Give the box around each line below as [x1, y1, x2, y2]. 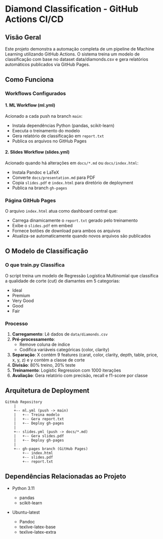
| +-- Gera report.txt [14, 416, 64, 421]
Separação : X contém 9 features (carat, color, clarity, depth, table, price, [12, 352, 158, 358]
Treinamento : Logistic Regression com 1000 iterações [12, 367, 121, 373]
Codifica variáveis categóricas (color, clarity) [19, 347, 109, 352]
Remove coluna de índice [19, 341, 71, 347]
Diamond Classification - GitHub [5, 3, 139, 15]
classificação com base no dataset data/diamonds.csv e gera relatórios [5, 56, 148, 62]
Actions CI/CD [5, 14, 64, 25]
